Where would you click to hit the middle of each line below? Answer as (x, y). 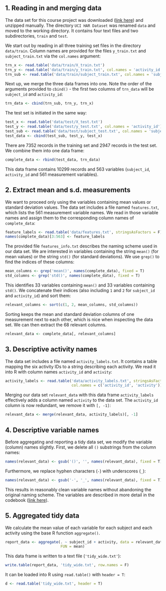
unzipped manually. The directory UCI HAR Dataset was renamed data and (80, 25)
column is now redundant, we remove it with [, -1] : (58, 406)
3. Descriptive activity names (51, 349)
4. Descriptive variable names (52, 430)
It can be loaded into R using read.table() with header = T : (65, 575)
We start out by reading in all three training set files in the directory (73, 45)
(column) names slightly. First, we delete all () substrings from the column (81, 447)
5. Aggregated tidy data (42, 516)
